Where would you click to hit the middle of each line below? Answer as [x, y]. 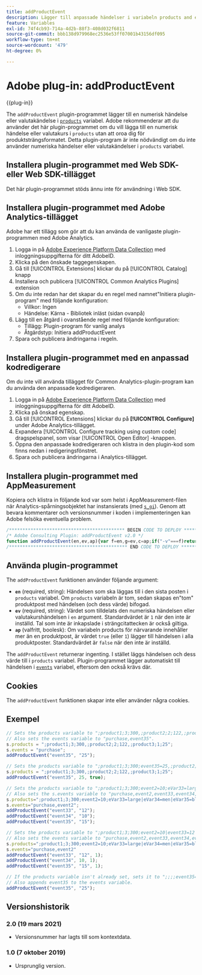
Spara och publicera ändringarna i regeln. [66, 339]
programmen [22, 238]
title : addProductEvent [36, 12]
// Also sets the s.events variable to [56, 794]
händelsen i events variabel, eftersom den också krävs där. [79, 667]
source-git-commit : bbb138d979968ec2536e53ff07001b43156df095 [86, 34]
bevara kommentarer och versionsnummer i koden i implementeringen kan [99, 512]
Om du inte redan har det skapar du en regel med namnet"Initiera [96, 294]
